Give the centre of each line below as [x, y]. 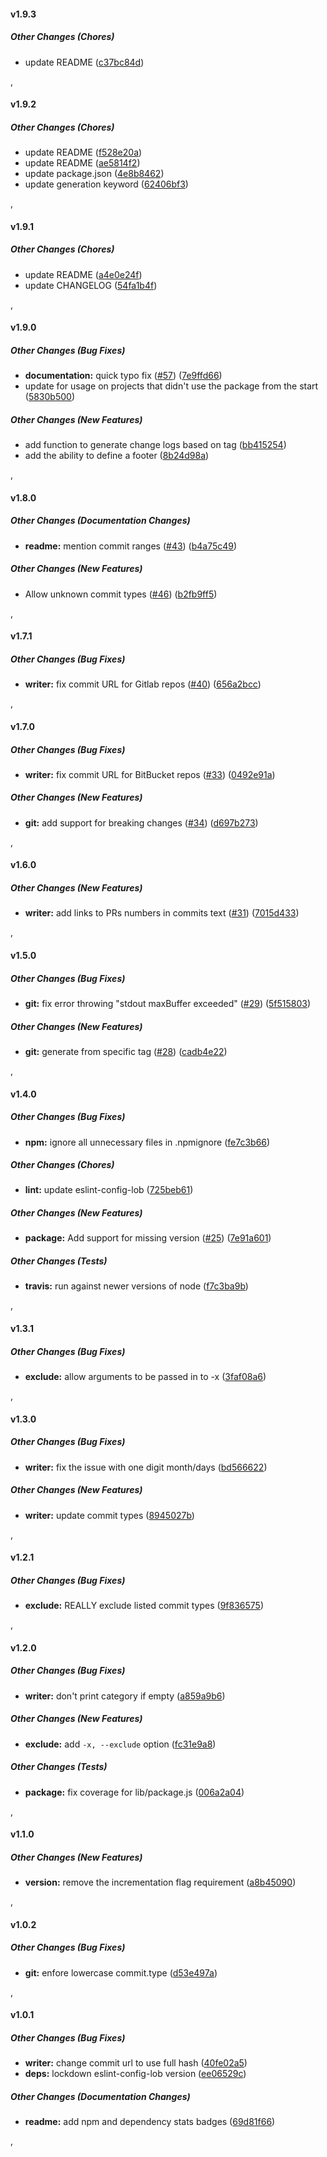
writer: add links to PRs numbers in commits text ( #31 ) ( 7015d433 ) [162, 913]
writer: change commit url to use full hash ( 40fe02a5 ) [136, 2063]
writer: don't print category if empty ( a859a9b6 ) [125, 1696]
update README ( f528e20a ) [83, 152]
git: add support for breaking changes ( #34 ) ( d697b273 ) [141, 822]
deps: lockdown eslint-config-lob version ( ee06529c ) [135, 2074]
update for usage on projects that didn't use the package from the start [171, 386]
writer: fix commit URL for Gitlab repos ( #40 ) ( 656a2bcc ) [143, 684]
